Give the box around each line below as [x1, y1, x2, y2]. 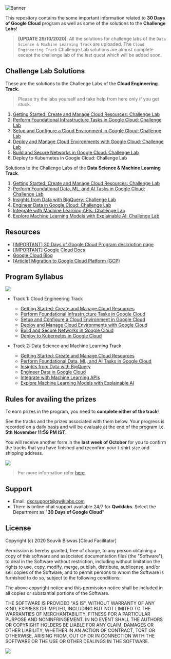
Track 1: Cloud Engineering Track [12, 295, 83, 302]
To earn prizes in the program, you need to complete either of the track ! [5, 408, 159, 415]
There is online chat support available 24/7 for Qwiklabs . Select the [12, 504, 156, 510]
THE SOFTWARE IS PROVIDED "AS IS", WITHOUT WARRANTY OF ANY [5, 600, 155, 606]
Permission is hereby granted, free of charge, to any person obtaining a [5, 547, 157, 553]
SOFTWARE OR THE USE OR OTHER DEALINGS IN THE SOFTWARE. [5, 638, 149, 644]
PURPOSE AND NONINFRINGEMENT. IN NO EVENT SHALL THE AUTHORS [5, 616, 163, 623]
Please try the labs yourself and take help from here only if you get [17, 95, 159, 102]
